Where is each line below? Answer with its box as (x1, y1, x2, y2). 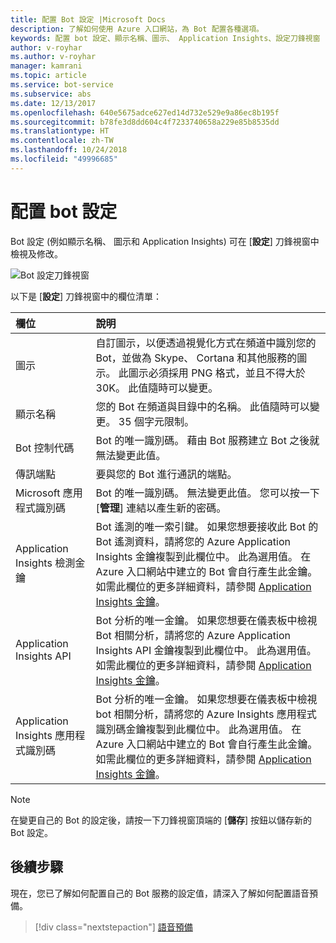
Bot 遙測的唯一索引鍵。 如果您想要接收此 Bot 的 (95, 519, 319, 533)
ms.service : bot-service (10, 80, 114, 90)
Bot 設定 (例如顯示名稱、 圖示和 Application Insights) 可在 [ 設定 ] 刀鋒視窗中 (10, 235, 320, 247)
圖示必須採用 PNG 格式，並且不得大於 (128, 366, 306, 380)
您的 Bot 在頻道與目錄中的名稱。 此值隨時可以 (95, 399, 310, 413)
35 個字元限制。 (118, 414, 195, 428)
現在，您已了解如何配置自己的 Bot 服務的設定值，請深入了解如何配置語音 (10, 887, 310, 899)
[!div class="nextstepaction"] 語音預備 (34, 921, 193, 933)
